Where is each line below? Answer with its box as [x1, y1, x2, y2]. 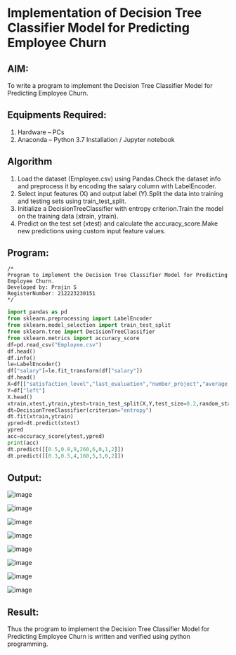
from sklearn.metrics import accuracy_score [7, 335, 140, 342]
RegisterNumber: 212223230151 [7, 290, 96, 297]
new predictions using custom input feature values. [17, 226, 166, 235]
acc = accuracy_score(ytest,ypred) [7, 433, 105, 440]
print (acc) [7, 439, 39, 446]
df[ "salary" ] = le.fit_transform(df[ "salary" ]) [7, 368, 143, 375]
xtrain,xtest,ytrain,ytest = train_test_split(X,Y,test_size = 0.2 [7, 400, 197, 407]
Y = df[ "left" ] [7, 387, 46, 394]
